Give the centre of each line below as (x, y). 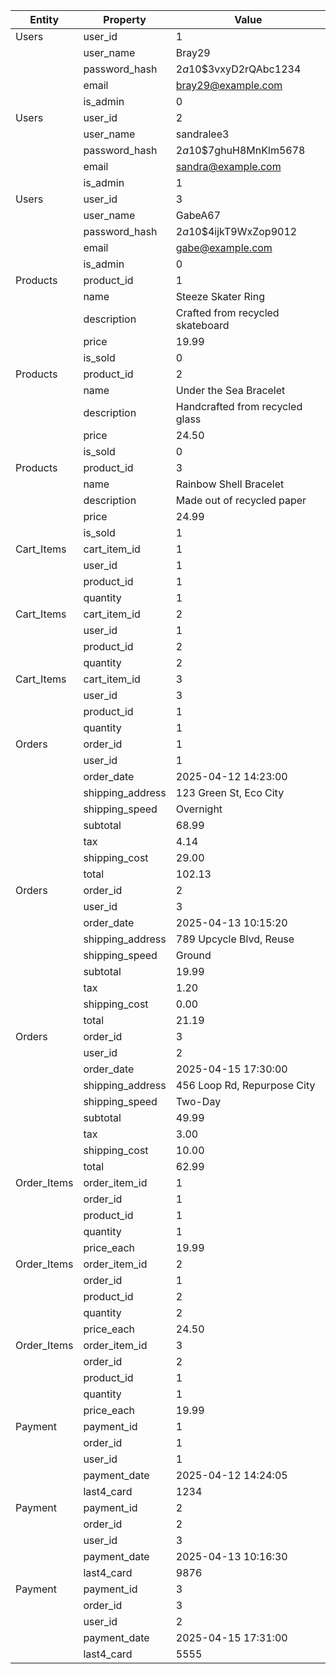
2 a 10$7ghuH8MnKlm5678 (240, 150)
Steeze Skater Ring (220, 296)
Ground (193, 955)
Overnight (199, 809)
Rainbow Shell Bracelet (230, 484)
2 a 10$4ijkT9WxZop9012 (236, 231)
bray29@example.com (229, 85)
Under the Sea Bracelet (230, 390)
